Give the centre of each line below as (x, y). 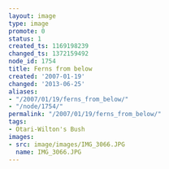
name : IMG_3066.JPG (49, 152)
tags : (17, 122)
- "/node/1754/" (36, 106)
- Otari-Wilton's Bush (47, 129)
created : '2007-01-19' (47, 76)
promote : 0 (27, 31)
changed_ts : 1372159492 (49, 54)
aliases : (23, 91)
